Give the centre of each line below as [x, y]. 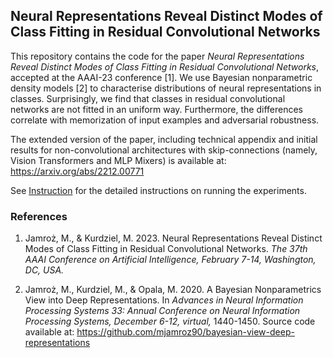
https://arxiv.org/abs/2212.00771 [77, 171]
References [39, 216]
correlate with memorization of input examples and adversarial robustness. [165, 120]
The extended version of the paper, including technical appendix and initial [164, 139]
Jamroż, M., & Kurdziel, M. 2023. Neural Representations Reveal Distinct [173, 238]
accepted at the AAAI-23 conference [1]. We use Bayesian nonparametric [161, 77]
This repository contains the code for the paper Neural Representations [157, 56]
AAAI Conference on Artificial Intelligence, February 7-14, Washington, [170, 260]
